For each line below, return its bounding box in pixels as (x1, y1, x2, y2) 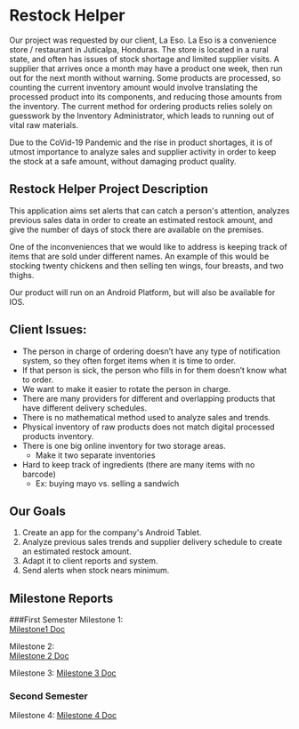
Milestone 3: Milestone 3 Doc (9, 668, 117, 678)
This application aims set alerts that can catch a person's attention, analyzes (9, 205, 290, 216)
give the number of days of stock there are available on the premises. (9, 224, 264, 235)
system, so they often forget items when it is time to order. (21, 355, 236, 365)
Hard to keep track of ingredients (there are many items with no (21, 459, 255, 469)
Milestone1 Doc (9, 624, 65, 635)
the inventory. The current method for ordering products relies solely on (9, 100, 273, 111)
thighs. (9, 269, 35, 280)
